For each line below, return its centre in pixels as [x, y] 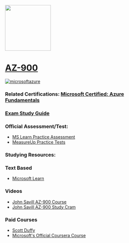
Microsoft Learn [28, 179]
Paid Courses [21, 220]
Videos [14, 191]
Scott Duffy [24, 230]
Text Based [19, 168]
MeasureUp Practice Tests [39, 142]
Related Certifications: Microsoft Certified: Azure [64, 94]
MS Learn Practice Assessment [44, 137]
